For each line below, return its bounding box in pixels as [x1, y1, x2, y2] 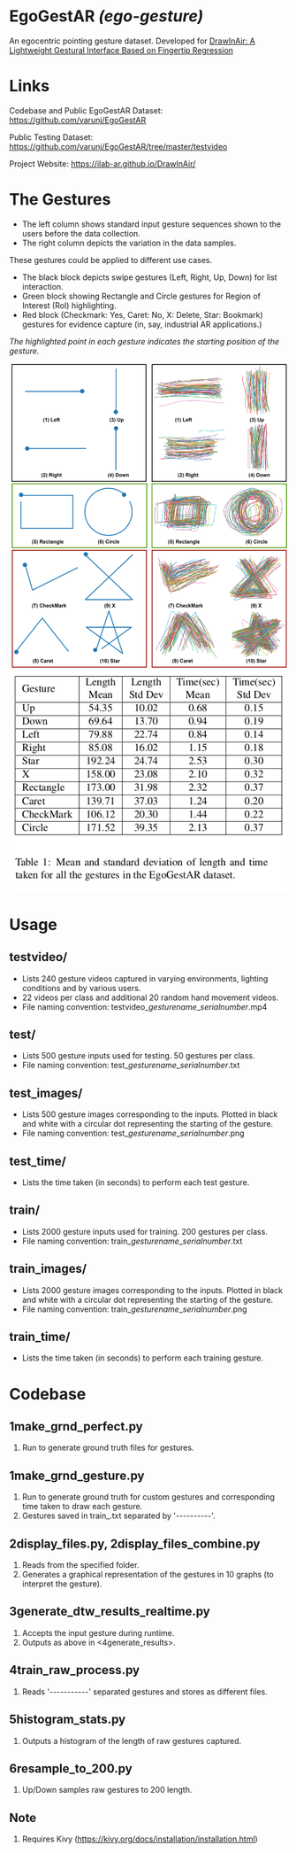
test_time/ [9, 1153, 66, 1168]
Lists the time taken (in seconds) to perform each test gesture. [21, 1177, 250, 1188]
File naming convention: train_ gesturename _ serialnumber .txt [21, 1236, 243, 1246]
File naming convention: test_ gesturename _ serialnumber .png [21, 1128, 245, 1139]
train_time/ [9, 1330, 71, 1345]
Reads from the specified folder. [21, 1560, 140, 1570]
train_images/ [9, 1261, 87, 1276]
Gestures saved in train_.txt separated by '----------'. [21, 1510, 216, 1521]
